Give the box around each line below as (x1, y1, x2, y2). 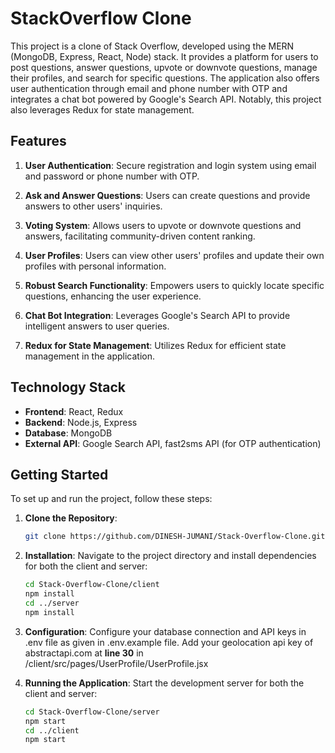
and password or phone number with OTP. (24, 170, 200, 182)
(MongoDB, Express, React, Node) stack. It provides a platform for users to (10, 50, 319, 62)
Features (10, 133, 67, 150)
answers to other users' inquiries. (24, 200, 163, 212)
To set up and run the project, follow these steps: (10, 493, 213, 505)
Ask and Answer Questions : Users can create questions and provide (24, 189, 311, 201)
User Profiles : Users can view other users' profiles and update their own (24, 249, 325, 261)
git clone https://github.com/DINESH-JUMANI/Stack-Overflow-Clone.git (24, 532, 326, 542)
